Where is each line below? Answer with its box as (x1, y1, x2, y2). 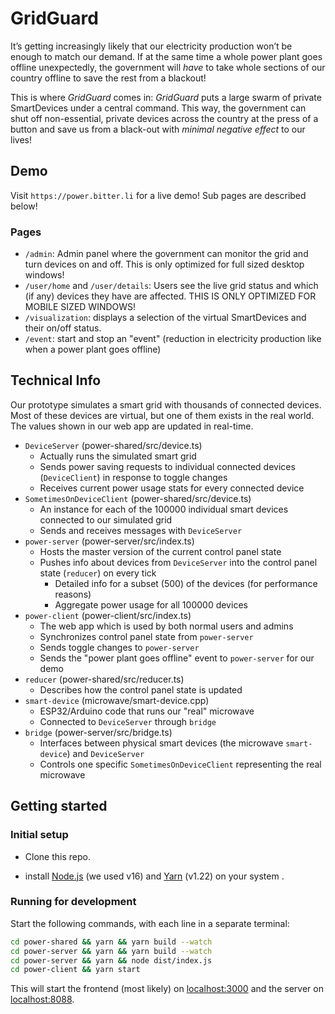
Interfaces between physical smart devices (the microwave (39, 737, 284, 749)
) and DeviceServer (66, 747, 145, 759)
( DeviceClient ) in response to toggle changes (39, 471, 228, 483)
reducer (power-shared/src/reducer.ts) (24, 673, 185, 685)
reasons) (54, 588, 92, 600)
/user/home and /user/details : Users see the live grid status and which (24, 280, 319, 292)
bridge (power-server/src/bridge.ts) (24, 726, 173, 738)
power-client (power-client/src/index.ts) (24, 609, 192, 621)
